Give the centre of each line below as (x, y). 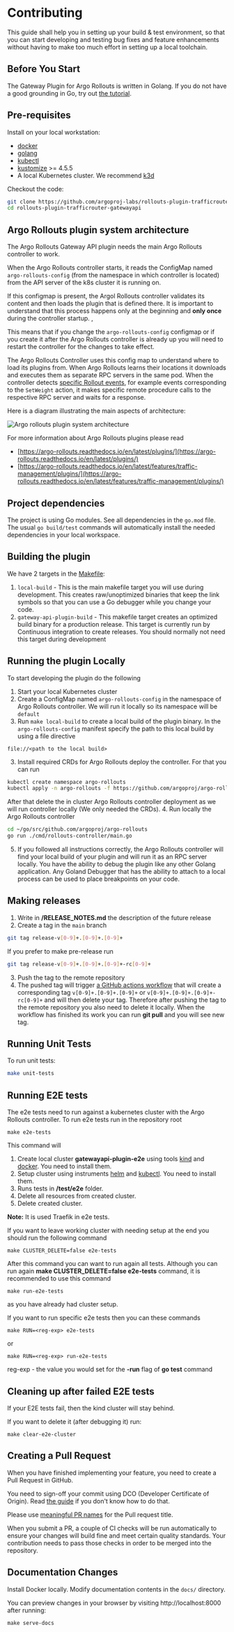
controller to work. (34, 254)
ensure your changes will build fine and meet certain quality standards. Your (117, 1536)
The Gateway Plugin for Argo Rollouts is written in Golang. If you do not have (117, 86)
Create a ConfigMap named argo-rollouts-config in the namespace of (119, 699)
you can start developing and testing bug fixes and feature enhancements (113, 39)
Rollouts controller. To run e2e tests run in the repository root (95, 1120)
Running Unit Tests (49, 1044)
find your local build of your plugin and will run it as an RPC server (112, 857)
